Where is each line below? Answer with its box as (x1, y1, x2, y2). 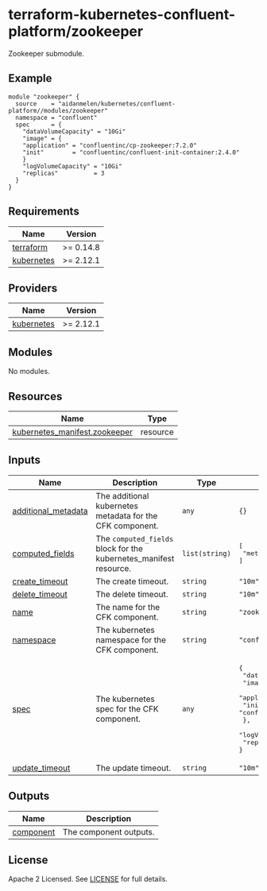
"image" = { (22, 134, 62, 142)
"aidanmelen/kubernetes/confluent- (58, 99, 176, 108)
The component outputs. (62, 826, 155, 837)
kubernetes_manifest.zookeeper (12, 426, 133, 438)
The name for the (95, 601, 161, 612)
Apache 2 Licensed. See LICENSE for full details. (8, 874, 168, 884)
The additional (95, 490, 149, 501)
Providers (8, 281, 58, 295)
